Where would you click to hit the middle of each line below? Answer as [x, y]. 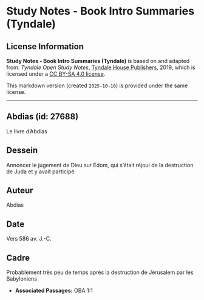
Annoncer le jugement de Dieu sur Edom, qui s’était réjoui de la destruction [100, 165]
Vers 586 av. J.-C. [29, 239]
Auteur [20, 191]
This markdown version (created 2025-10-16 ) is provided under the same [97, 85]
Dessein [22, 151]
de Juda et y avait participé [40, 172]
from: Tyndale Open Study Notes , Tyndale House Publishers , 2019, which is [101, 67]
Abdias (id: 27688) [42, 117]
